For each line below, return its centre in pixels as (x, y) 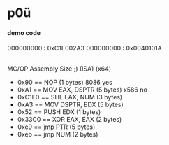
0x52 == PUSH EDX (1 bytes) (59, 112)
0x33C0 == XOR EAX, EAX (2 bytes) (69, 119)
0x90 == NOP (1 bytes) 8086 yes (65, 82)
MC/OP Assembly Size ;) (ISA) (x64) (59, 69)
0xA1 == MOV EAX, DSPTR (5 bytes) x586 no (82, 90)
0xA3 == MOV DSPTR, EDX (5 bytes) (70, 104)
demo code (24, 32)
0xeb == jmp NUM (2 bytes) (58, 134)
